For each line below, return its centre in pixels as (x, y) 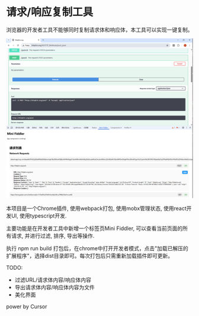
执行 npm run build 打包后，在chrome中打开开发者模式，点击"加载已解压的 (97, 248)
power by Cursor (27, 307)
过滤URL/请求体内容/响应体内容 (53, 280)
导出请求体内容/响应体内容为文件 (54, 288)
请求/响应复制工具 (50, 12)
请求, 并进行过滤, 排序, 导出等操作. (53, 236)
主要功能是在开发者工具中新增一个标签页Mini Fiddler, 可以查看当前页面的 (94, 228)
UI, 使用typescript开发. (39, 216)
